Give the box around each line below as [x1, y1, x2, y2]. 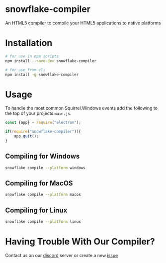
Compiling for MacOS [5, 179, 73, 187]
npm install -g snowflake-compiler [5, 72, 79, 77]
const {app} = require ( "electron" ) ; [5, 120, 81, 125]
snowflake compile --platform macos [5, 192, 81, 197]
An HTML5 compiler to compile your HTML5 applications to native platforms [5, 20, 161, 26]
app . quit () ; [14, 134, 39, 139]
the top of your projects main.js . [5, 110, 72, 116]
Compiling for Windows [5, 152, 80, 161]
